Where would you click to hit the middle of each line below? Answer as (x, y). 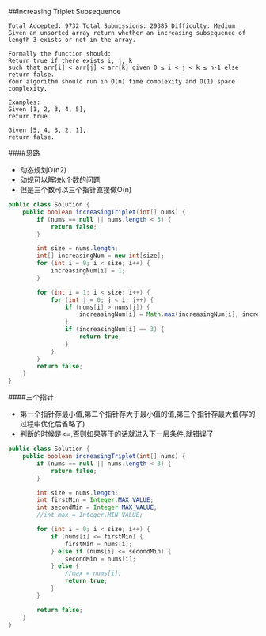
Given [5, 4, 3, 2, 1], (47, 130)
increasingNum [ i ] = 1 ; (88, 271)
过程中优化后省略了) (52, 424)
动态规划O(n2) (43, 170)
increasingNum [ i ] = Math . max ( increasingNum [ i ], (159, 314)
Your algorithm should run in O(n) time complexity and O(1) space (122, 82)
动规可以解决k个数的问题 (60, 179)
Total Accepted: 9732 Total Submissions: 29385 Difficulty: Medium (122, 26)
